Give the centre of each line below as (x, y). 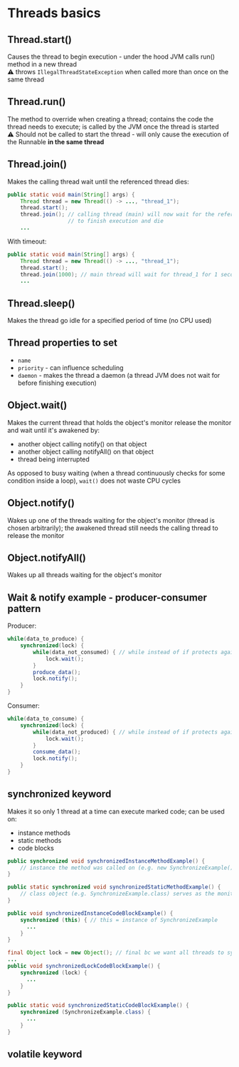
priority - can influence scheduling (70, 367)
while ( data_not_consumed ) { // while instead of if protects (126, 652)
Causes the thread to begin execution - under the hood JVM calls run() (111, 56)
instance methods (44, 833)
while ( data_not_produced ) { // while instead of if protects (126, 732)
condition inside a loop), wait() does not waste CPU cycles (94, 481)
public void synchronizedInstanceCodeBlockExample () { (90, 913)
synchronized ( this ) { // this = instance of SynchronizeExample (119, 920)
